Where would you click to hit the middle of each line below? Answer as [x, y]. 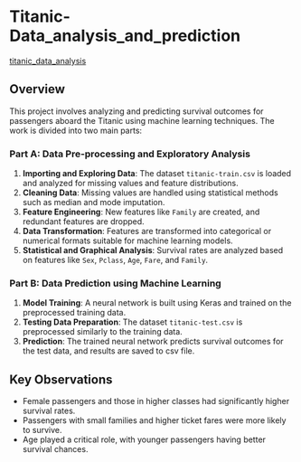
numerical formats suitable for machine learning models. [127, 240]
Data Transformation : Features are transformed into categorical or [147, 231]
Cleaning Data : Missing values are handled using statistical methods [150, 193]
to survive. [42, 430]
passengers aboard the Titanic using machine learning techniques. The [142, 120]
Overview [38, 89]
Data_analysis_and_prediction [125, 36]
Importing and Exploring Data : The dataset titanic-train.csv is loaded [157, 174]
